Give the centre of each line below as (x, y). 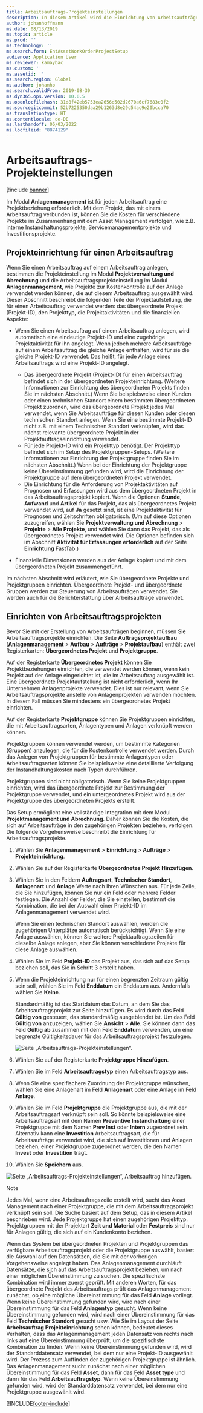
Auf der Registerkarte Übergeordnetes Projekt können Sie (79, 662)
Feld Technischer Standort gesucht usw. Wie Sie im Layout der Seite (92, 1321)
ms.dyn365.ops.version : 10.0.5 (46, 96)
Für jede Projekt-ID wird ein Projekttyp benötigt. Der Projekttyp (102, 445)
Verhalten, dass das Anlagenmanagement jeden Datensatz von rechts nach (100, 1334)
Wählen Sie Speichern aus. (49, 1165)
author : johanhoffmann (35, 23)
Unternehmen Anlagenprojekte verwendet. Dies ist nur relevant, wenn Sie (98, 688)
